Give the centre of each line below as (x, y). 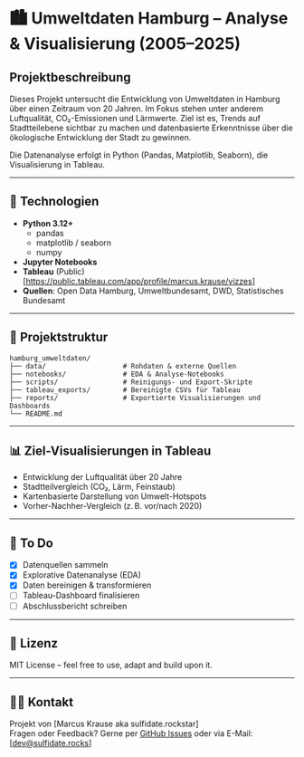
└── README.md (36, 414)
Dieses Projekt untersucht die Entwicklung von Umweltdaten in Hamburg (145, 99)
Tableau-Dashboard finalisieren (81, 596)
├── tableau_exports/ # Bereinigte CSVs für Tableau (125, 390)
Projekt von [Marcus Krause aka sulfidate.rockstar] (104, 724)
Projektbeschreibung (70, 77)
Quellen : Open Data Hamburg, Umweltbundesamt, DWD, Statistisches (153, 291)
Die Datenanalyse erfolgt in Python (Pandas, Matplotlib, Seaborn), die (139, 155)
